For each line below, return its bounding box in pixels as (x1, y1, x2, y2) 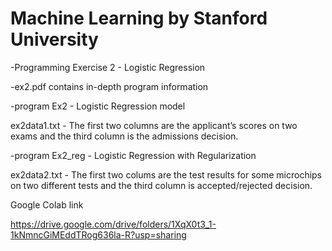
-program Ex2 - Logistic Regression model (10, 100, 186, 112)
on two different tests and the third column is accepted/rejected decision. (10, 179, 313, 191)
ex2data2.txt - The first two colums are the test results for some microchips (10, 168, 323, 181)
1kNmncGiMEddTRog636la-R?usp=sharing (10, 228, 187, 241)
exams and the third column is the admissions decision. (10, 130, 239, 142)
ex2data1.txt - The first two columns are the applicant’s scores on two (10, 119, 298, 131)
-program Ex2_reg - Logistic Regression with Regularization (10, 149, 257, 161)
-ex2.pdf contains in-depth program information (10, 80, 209, 92)
